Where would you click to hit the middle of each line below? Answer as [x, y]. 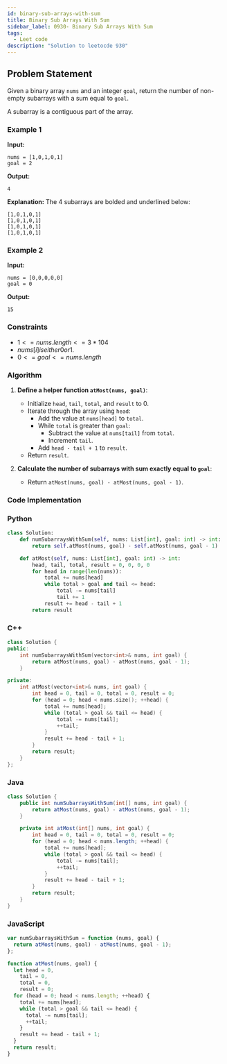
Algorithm [25, 375]
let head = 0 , [34, 970]
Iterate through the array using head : [79, 411]
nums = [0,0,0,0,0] [35, 278]
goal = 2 [20, 164]
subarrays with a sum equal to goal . [78, 98]
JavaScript [26, 924]
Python [20, 518]
